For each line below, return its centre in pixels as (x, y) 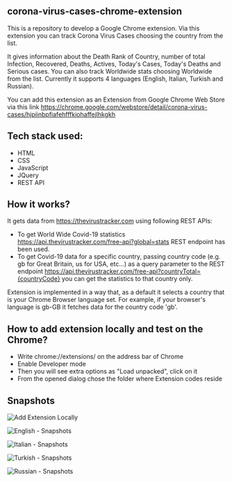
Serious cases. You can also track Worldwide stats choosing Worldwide (110, 71)
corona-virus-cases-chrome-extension (95, 11)
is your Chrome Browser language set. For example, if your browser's (107, 300)
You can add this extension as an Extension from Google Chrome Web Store (116, 99)
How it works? (39, 204)
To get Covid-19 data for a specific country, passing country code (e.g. (119, 257)
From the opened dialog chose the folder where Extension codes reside (119, 379)
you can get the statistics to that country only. (127, 279)
